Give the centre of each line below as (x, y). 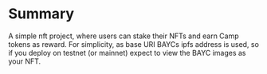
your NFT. (25, 61)
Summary (41, 14)
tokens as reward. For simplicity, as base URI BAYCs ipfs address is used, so (133, 44)
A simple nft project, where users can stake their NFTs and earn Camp (124, 36)
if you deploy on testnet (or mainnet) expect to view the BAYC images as (127, 53)
